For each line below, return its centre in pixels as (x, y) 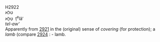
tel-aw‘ (12, 24)
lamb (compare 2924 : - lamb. (36, 34)
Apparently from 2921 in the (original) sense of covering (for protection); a (80, 29)
